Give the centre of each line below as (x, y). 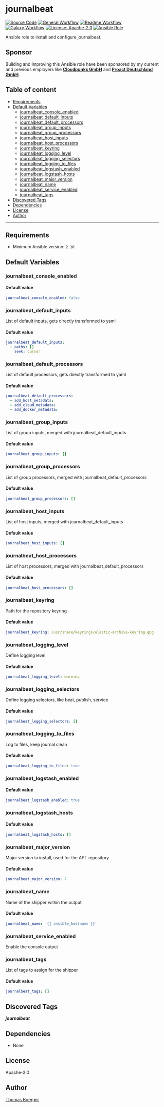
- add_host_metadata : (32, 401)
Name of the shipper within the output (44, 902)
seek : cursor (27, 351)
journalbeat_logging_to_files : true (43, 766)
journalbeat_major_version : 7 (36, 879)
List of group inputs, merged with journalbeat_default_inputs (66, 433)
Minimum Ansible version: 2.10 (44, 247)
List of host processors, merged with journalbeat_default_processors (75, 566)
